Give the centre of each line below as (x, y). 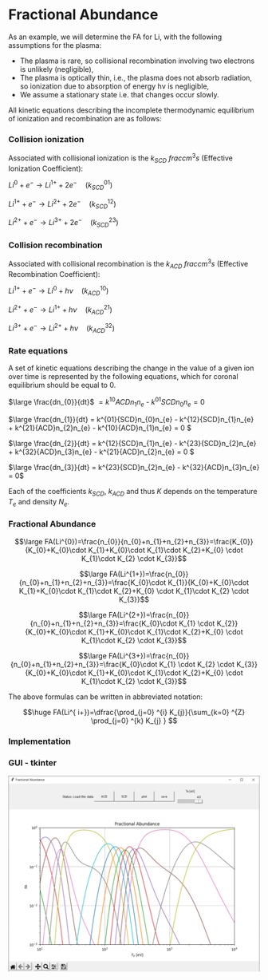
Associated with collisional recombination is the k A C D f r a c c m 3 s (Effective (128, 264)
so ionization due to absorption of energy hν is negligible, (114, 86)
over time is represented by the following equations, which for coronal (123, 377)
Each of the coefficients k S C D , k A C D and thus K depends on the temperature (133, 492)
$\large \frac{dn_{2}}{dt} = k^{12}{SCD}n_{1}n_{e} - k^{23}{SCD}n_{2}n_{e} (132, 443)
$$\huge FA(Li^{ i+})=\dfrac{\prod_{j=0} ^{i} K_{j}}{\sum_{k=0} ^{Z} (134, 712)
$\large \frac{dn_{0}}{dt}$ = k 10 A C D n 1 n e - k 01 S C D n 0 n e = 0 (106, 402)
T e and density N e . (39, 502)
